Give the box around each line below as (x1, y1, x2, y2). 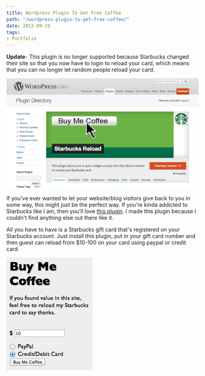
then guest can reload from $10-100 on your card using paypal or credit (6, 239, 186, 246)
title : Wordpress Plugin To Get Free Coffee (6, 10, 121, 16)
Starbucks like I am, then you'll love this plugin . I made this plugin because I (6, 208, 196, 215)
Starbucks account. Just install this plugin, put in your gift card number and (6, 232, 196, 239)
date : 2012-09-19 (6, 23, 51, 29)
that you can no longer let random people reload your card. (6, 66, 155, 73)
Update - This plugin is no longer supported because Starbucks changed (6, 53, 189, 60)
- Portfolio (6, 35, 37, 42)
